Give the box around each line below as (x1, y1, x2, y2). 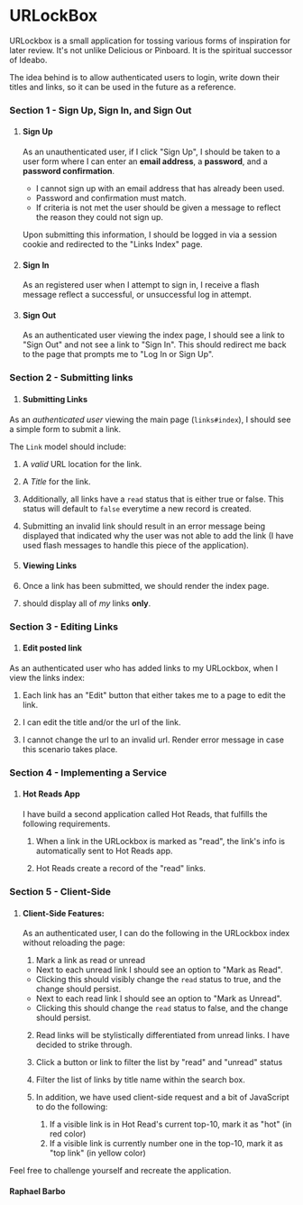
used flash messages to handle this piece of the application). (22, 539, 250, 550)
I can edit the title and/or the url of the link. (22, 716, 181, 727)
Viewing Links (22, 560, 78, 571)
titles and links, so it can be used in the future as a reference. (9, 81, 236, 92)
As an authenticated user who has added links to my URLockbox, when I (9, 662, 279, 673)
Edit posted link (22, 642, 83, 654)
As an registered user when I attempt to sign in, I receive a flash (22, 280, 260, 290)
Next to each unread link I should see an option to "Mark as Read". (35, 964, 283, 975)
